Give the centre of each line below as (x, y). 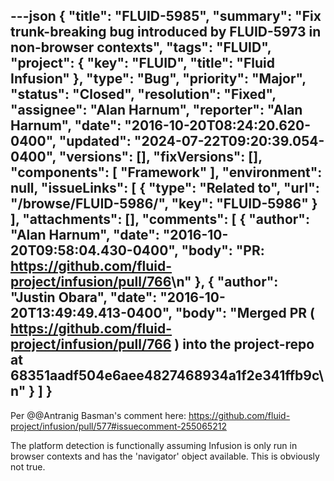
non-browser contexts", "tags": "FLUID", (141, 47)
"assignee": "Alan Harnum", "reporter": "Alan (156, 110)
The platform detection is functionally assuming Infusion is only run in (154, 445)
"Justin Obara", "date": (84, 297)
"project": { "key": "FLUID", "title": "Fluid (142, 63)
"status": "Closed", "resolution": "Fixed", (143, 94)
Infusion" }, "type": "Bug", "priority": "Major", (158, 79)
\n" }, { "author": (225, 282)
